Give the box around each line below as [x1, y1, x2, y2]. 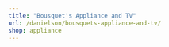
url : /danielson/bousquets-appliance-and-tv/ [8, 19, 161, 27]
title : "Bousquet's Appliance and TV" [8, 11, 136, 20]
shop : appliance [8, 26, 62, 34]
